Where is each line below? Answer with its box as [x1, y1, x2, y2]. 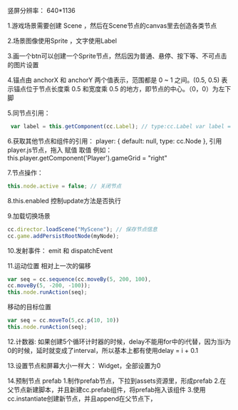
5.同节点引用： [7, 109, 51, 117]
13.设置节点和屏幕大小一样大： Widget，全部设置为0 [7, 361, 161, 369]
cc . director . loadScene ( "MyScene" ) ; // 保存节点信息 [7, 225, 158, 233]
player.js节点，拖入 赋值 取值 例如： [7, 145, 113, 154]
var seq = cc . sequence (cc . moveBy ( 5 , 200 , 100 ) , [7, 275, 152, 283]
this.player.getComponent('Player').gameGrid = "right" [7, 153, 167, 162]
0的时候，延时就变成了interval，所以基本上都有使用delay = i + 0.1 [7, 346, 198, 354]
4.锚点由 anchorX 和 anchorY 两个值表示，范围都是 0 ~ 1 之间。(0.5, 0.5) [7, 76, 220, 84]
